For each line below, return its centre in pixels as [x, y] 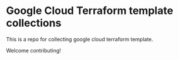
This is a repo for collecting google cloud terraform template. [80, 39]
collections [34, 23]
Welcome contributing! [34, 50]
